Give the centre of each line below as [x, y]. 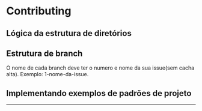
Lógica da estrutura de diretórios [69, 33]
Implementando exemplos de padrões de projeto [99, 93]
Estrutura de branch [44, 53]
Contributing [39, 11]
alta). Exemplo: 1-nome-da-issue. [47, 74]
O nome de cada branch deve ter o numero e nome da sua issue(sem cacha [100, 68]
